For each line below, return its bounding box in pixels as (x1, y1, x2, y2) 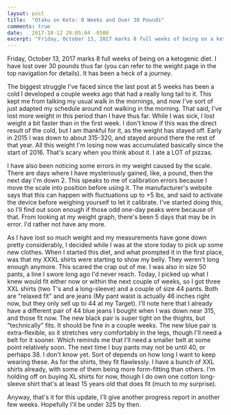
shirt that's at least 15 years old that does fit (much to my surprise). (27, 380, 217, 388)
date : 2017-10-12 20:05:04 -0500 (7, 29, 109, 36)
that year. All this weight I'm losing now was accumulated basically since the (7, 141, 223, 149)
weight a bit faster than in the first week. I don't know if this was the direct (7, 119, 217, 127)
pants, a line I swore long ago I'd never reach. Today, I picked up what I (7, 270, 208, 279)
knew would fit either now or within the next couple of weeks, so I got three (7, 277, 221, 286)
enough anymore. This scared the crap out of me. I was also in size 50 (7, 263, 206, 271)
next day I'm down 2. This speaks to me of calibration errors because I (7, 176, 208, 184)
